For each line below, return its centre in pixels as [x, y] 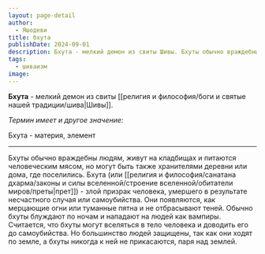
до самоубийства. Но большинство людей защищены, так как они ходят [131, 233]
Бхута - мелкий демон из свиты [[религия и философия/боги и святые [127, 96]
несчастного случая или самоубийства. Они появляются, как [112, 199]
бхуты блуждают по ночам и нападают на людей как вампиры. [115, 216]
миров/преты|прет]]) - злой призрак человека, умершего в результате [128, 191]
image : [19, 74]
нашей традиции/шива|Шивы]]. [61, 105]
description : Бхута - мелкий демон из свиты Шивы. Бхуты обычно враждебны [134, 52]
